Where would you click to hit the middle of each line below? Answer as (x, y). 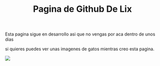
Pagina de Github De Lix (82, 9)
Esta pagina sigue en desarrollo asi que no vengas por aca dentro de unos (80, 34)
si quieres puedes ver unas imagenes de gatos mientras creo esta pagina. (80, 49)
